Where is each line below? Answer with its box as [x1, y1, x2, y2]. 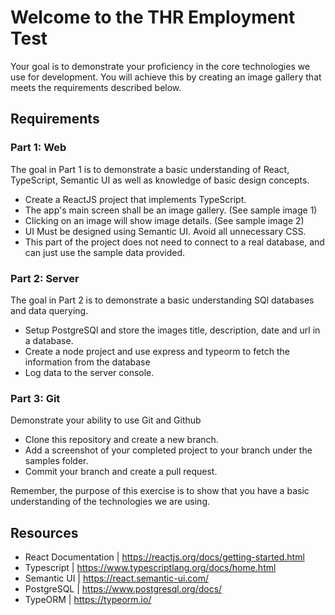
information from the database [24, 356, 151, 368]
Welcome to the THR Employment [10, 6, 296, 29]
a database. [24, 334, 74, 346]
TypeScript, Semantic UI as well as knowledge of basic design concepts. [10, 174, 310, 186]
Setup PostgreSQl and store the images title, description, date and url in [24, 324, 321, 336]
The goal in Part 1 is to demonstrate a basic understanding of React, [10, 163, 290, 175]
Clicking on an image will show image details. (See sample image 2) [24, 214, 305, 226]
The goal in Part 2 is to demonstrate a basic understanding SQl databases [10, 294, 315, 306]
